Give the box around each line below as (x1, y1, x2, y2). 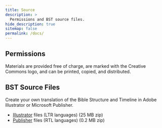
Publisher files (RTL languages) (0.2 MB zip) (12, 117, 105, 123)
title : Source (5, 7, 35, 13)
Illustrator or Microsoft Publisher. (5, 102, 73, 108)
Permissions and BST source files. (10, 17, 85, 22)
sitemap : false (5, 26, 37, 31)
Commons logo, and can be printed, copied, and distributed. (5, 68, 131, 74)
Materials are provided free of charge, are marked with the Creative (5, 63, 146, 69)
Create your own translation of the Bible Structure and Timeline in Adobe (5, 97, 157, 103)
